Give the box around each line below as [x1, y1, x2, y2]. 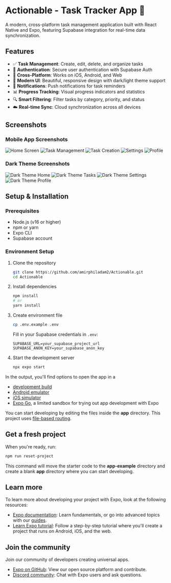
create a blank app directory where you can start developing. [5, 468, 134, 474]
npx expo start [12, 364, 45, 369]
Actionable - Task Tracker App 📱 [5, 5, 145, 16]
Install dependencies [12, 284, 57, 290]
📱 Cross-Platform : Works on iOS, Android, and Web [12, 72, 123, 78]
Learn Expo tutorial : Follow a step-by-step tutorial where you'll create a [12, 523, 162, 529]
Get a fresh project [5, 430, 66, 439]
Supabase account [12, 235, 53, 242]
